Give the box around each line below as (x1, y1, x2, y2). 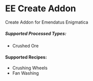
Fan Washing (12, 70, 39, 76)
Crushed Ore (12, 43, 39, 49)
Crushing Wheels (12, 65, 48, 71)
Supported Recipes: (5, 54, 47, 60)
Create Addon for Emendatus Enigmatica (5, 19, 89, 25)
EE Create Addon (5, 3, 76, 14)
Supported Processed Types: (5, 30, 67, 36)
